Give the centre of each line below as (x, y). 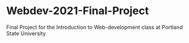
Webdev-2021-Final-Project (78, 11)
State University (26, 33)
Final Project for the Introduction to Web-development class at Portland (94, 27)
